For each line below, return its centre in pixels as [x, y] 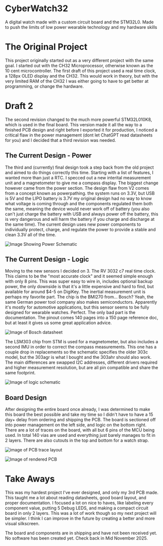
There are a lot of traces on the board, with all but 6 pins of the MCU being [80, 430]
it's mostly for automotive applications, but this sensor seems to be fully [77, 307]
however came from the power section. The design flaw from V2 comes [77, 188]
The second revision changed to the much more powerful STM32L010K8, [79, 119]
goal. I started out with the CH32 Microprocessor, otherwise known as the [79, 65]
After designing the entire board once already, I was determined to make [78, 409]
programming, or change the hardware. [45, 86]
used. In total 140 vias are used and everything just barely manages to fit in [80, 435]
